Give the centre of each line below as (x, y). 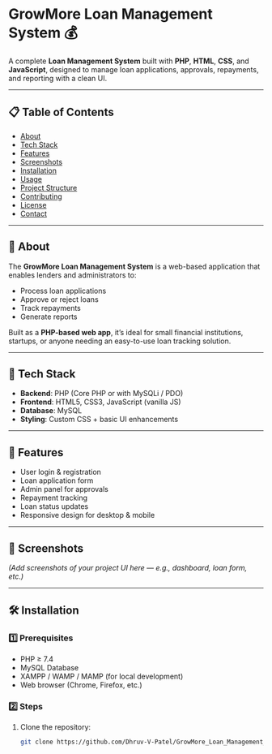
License (33, 205)
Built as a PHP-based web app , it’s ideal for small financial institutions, (126, 332)
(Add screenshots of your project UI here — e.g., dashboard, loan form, (128, 568)
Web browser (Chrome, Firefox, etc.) (81, 685)
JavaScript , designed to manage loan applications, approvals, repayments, (134, 69)
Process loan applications (63, 291)
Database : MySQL (51, 411)
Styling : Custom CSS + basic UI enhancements (99, 420)
